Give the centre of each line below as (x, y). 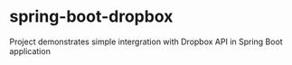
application (30, 51)
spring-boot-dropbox (91, 17)
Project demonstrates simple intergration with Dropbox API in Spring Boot (146, 42)
